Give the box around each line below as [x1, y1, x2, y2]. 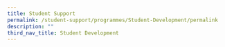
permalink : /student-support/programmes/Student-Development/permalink [7, 17, 218, 23]
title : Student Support [7, 10, 76, 17]
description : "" [7, 23, 54, 30]
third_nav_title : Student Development [7, 29, 119, 37]
